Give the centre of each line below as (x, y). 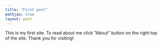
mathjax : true (20, 14)
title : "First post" (27, 10)
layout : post (19, 19)
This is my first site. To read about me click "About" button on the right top (81, 33)
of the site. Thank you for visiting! (40, 38)
